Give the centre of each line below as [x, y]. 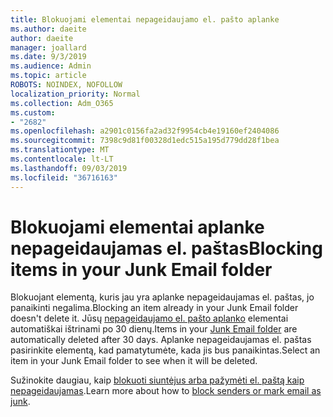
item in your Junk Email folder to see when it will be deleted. [134, 361]
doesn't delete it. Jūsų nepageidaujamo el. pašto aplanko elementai [149, 318]
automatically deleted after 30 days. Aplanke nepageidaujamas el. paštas [161, 340]
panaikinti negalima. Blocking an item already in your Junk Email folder [154, 308]
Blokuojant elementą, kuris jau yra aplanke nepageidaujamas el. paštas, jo [162, 297]
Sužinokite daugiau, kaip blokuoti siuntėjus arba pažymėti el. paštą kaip [157, 380]
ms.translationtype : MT [60, 150]
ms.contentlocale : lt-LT [62, 159]
